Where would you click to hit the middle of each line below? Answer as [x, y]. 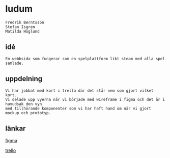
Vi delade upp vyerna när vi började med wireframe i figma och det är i [85, 99]
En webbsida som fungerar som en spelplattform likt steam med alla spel [85, 59]
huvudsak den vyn [24, 104]
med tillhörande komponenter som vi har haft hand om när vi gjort [78, 108]
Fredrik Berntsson [25, 22]
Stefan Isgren [20, 27]
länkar [16, 128]
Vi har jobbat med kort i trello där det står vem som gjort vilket [79, 90]
